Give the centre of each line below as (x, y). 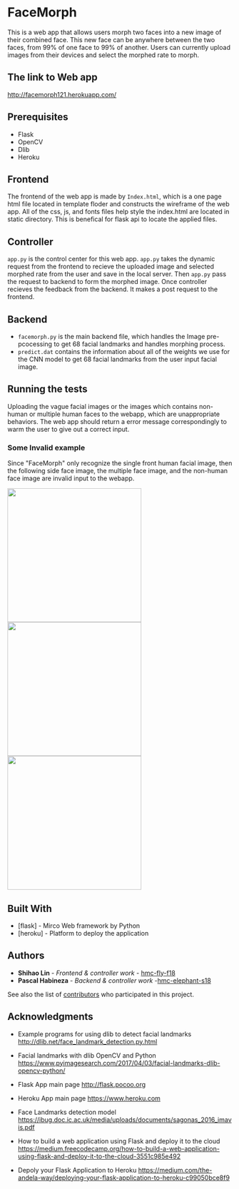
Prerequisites (38, 117)
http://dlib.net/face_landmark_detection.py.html (87, 1041)
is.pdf (26, 1127)
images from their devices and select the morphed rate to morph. (103, 55)
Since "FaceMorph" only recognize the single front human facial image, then (120, 463)
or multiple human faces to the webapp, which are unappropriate (124, 414)
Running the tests (47, 389)
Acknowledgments (51, 1017)
